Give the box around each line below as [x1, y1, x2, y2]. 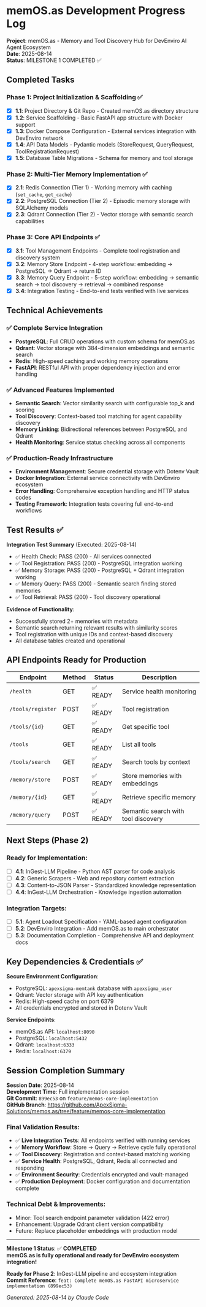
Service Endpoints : [6, 1016, 56, 1024]
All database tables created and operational [15, 637, 126, 644]
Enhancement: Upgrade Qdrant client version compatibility [15, 1221, 164, 1228]
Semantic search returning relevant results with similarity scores [15, 624, 178, 631]
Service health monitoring [121, 687, 197, 696]
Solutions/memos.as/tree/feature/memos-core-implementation [6, 1107, 166, 1115]
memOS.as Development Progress [6, 4, 186, 18]
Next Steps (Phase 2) [6, 835, 89, 846]
